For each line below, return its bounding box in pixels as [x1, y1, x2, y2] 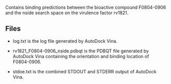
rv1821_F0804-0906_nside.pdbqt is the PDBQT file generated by [12, 48, 149, 54]
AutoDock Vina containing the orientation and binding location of [12, 53, 150, 59]
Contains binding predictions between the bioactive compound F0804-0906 [5, 5, 166, 10]
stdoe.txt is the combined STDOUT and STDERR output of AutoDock [12, 68, 157, 74]
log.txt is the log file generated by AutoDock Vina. [12, 38, 117, 44]
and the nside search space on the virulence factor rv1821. [5, 10, 129, 16]
